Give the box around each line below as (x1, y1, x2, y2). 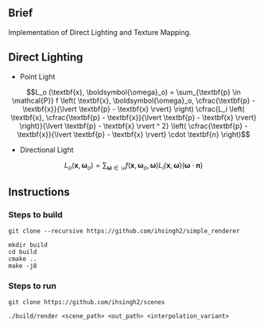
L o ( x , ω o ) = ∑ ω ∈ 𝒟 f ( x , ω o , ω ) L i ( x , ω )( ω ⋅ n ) (64, 160, 204, 172)
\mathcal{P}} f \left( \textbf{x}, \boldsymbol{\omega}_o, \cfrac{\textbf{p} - (11, 96, 256, 105)
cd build (8, 248, 37, 256)
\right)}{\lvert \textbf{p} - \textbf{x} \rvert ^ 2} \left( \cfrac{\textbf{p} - (19, 121, 248, 131)
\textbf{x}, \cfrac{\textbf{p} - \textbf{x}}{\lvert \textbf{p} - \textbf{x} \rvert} (10, 112, 257, 122)
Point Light (19, 72, 56, 81)
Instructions (8, 185, 70, 198)
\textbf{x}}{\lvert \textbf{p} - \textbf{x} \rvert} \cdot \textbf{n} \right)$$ (17, 129, 250, 139)
